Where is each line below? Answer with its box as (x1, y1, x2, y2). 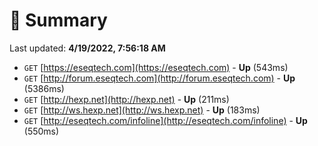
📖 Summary (9, 9, 108, 32)
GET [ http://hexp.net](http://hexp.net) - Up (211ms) (23, 93, 230, 105)
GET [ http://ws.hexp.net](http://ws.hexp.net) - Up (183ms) (23, 104, 261, 116)
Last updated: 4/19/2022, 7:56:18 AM (9, 42, 166, 54)
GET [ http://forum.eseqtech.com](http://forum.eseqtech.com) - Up (23, 72, 296, 84)
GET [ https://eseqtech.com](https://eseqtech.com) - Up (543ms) (23, 61, 289, 73)
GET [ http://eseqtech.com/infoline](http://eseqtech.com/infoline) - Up (23, 114, 308, 126)
